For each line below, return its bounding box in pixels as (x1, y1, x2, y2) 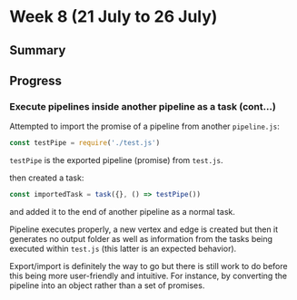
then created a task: (9, 172, 84, 183)
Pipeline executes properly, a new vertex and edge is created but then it (9, 224, 279, 235)
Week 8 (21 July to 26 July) (9, 6, 218, 27)
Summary (9, 43, 66, 58)
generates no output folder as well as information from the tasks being (9, 234, 273, 245)
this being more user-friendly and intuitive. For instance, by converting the (9, 270, 288, 282)
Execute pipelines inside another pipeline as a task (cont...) (9, 100, 277, 112)
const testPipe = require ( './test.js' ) (9, 139, 161, 148)
